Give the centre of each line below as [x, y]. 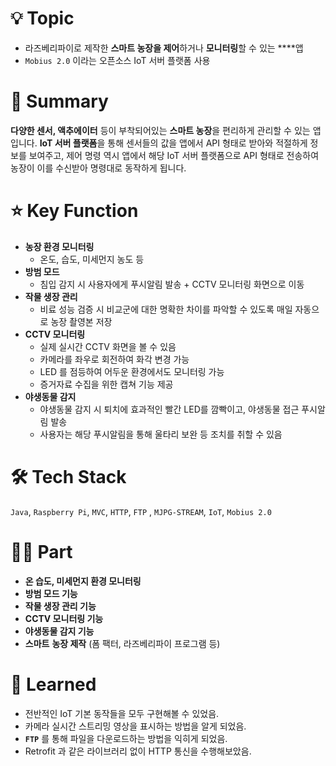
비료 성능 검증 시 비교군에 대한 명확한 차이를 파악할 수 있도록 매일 [166, 309]
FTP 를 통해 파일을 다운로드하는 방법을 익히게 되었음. [126, 738]
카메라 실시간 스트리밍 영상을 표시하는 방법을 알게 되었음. [135, 726]
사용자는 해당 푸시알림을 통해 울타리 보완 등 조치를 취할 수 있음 [161, 434]
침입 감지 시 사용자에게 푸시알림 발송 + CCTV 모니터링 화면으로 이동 [172, 284]
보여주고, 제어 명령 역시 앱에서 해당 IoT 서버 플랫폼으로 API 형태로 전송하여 [174, 155]
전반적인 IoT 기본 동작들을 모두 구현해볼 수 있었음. [122, 713]
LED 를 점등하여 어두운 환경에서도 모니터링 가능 [132, 371]
